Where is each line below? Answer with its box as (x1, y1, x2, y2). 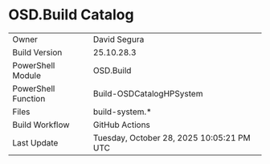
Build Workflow (12, 119, 70, 130)
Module (12, 70, 42, 81)
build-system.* (92, 106, 152, 117)
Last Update (12, 137, 59, 148)
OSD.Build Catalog (8, 6, 134, 24)
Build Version (12, 47, 63, 58)
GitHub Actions (92, 119, 151, 130)
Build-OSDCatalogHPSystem (92, 88, 203, 99)
